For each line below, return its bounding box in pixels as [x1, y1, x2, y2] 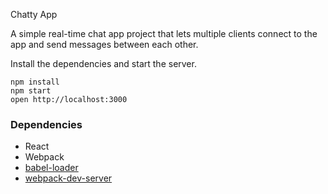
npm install [10, 77, 60, 87]
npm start [10, 86, 52, 96]
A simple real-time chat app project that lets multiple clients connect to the [10, 28, 318, 39]
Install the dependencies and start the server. [10, 58, 197, 69]
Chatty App [10, 9, 58, 20]
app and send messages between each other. [10, 39, 199, 50]
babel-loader [24, 162, 79, 174]
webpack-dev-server [24, 172, 113, 184]
